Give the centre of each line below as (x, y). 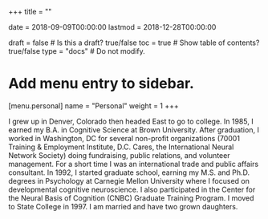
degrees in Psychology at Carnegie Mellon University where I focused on (129, 180)
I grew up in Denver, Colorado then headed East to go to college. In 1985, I (131, 121)
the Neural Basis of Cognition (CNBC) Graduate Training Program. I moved (131, 198)
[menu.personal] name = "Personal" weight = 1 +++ (93, 105)
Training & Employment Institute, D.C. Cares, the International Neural (121, 147)
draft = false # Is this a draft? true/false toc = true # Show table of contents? (134, 43)
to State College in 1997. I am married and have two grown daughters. (123, 206)
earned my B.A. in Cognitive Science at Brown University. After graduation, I (134, 130)
